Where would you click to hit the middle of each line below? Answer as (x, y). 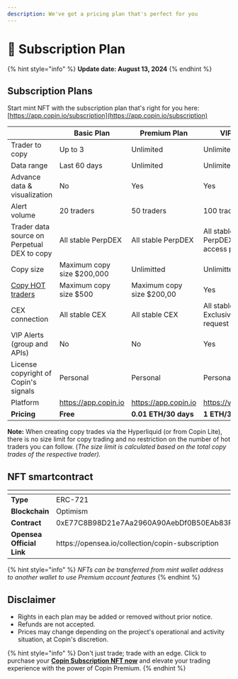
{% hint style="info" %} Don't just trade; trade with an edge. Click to (107, 653)
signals (23, 391)
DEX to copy (32, 254)
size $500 (76, 294)
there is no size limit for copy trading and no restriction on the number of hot (119, 439)
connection (30, 319)
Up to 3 (72, 150)
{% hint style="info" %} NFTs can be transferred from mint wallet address (115, 570)
